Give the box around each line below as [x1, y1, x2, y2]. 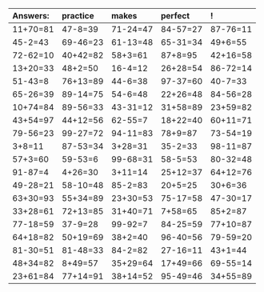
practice [62, 10, 94, 21]
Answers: [12, 10, 50, 21]
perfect [161, 10, 190, 21]
